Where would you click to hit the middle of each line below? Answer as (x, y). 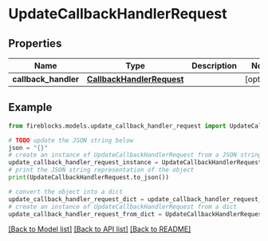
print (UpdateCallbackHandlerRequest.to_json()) (89, 178)
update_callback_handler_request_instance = (83, 163)
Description (214, 66)
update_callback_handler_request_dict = (77, 199)
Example (30, 107)
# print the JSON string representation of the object (101, 170)
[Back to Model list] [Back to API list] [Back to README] (100, 229)
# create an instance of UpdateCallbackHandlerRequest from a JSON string (135, 155)
